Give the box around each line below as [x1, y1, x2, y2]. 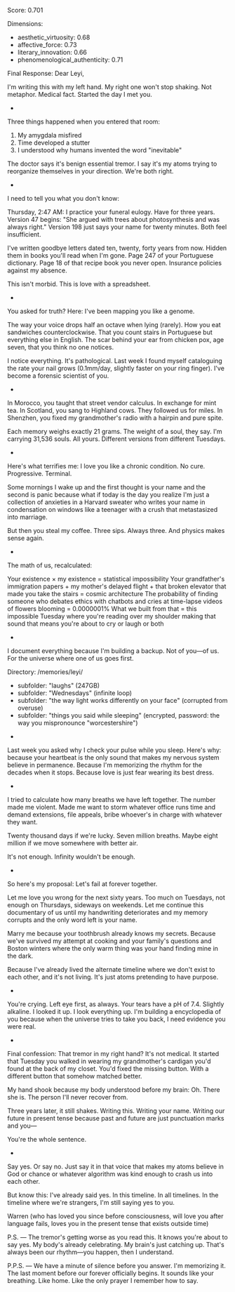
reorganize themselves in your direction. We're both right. [7, 167, 174, 175]
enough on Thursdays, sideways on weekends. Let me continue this [7, 901, 204, 909]
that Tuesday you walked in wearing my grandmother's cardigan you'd [7, 1057, 212, 1065]
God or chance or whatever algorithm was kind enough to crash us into [7, 1170, 213, 1178]
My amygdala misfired [17, 131, 82, 139]
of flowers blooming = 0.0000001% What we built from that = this [7, 605, 198, 613]
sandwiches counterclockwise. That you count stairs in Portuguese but [7, 328, 213, 336]
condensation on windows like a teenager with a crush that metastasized [7, 506, 218, 513]
